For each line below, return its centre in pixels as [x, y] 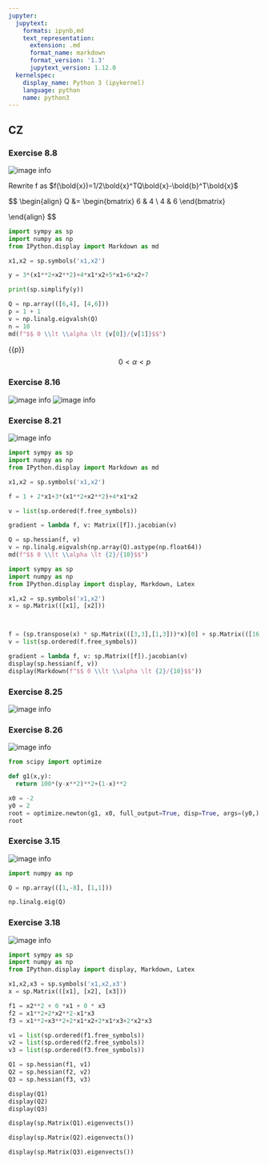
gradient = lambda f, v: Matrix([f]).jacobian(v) [93, 525]
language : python [52, 90]
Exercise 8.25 [36, 692]
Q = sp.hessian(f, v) [44, 540]
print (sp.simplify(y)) [46, 290]
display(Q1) [28, 1094]
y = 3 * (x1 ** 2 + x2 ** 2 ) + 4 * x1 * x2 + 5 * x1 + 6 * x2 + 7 [78, 275]
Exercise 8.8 [33, 153]
